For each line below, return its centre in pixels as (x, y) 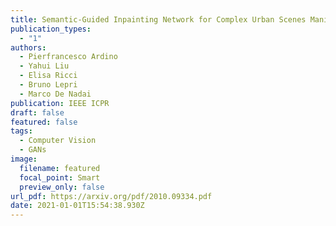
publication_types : (51, 29)
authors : (28, 47)
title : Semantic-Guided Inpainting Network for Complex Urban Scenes (158, 19)
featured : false (44, 122)
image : (24, 159)
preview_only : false (62, 187)
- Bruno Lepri (48, 85)
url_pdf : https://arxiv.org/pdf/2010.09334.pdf (111, 196)
